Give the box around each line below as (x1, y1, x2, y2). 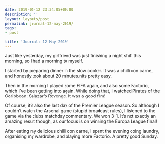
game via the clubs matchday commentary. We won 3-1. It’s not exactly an (5, 113, 156, 119)
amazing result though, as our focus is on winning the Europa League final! (5, 118, 157, 124)
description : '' (5, 12, 38, 17)
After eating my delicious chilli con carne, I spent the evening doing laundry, (5, 128, 160, 134)
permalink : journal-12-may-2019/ (5, 21, 74, 26)
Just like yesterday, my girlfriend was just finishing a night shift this (5, 52, 141, 58)
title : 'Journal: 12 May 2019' (5, 39, 69, 45)
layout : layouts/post (5, 16, 50, 21)
